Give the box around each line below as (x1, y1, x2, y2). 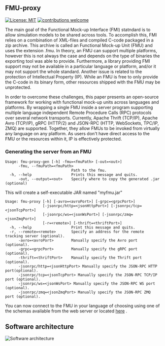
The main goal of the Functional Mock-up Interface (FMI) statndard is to (5, 27, 151, 33)
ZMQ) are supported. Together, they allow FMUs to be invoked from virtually (5, 125, 160, 131)
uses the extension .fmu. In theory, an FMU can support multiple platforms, (5, 47, 158, 53)
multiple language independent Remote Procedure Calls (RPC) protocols (5, 110, 152, 115)
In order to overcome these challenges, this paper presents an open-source (5, 94, 159, 100)
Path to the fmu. (71, 168, 107, 173)
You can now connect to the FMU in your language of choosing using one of (5, 303, 160, 309)
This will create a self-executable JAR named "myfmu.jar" (5, 190, 123, 195)
